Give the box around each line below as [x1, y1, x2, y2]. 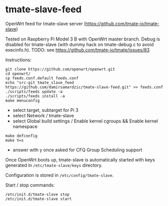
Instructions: [5, 56, 32, 63]
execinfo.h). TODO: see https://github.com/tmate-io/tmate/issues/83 [5, 47, 150, 53]
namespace [12, 123, 38, 129]
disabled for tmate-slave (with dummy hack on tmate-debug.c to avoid [5, 41, 154, 47]
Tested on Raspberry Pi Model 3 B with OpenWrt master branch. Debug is [5, 36, 160, 42]
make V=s [5, 137, 24, 143]
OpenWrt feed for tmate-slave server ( [5, 20, 86, 27]
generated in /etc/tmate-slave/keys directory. [5, 162, 103, 168]
